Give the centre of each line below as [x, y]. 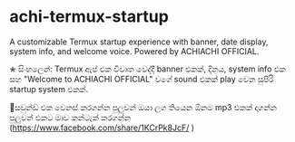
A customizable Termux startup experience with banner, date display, [139, 42]
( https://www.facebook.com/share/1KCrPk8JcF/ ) [102, 128]
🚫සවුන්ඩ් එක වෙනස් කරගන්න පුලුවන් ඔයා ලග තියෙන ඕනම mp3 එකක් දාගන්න [143, 107]
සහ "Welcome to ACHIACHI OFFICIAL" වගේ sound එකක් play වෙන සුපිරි [142, 79]
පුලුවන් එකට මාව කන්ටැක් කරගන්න [70, 117]
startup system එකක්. [49, 89]
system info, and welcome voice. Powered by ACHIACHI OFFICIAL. [134, 51]
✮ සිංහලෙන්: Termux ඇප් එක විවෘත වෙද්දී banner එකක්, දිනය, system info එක [147, 69]
